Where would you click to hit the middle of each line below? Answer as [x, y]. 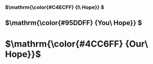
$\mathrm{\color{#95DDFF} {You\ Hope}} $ [74, 23]
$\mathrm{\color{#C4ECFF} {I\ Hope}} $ [55, 7]
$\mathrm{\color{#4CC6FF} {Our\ [76, 44]
